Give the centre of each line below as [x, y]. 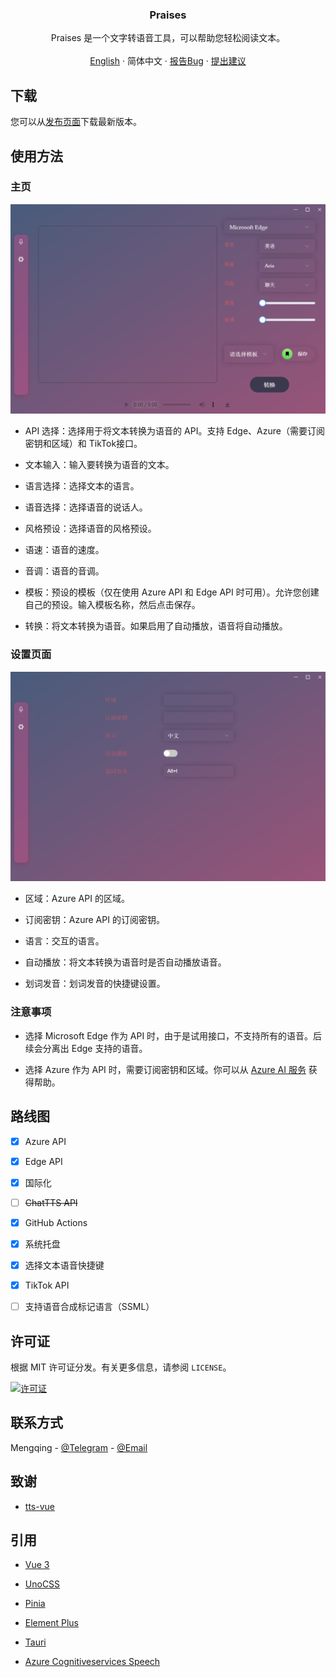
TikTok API [47, 1285]
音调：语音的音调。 [64, 571]
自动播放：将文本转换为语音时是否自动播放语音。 [125, 962]
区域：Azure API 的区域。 [77, 899]
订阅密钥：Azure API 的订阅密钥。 [94, 920]
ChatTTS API [51, 1202]
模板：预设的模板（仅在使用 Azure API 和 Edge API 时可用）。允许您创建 [172, 592]
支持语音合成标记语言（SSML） [89, 1307]
